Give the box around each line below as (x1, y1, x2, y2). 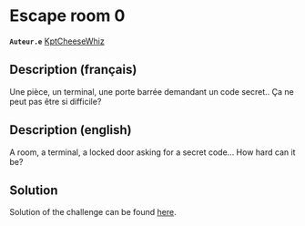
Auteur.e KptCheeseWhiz (9, 36, 105, 46)
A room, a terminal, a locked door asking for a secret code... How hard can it (9, 147, 296, 158)
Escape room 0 (9, 5, 126, 26)
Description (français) (9, 62, 137, 77)
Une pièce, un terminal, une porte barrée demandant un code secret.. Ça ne (9, 86, 294, 97)
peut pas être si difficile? (9, 96, 102, 107)
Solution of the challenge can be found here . (9, 207, 177, 218)
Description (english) (9, 122, 132, 138)
